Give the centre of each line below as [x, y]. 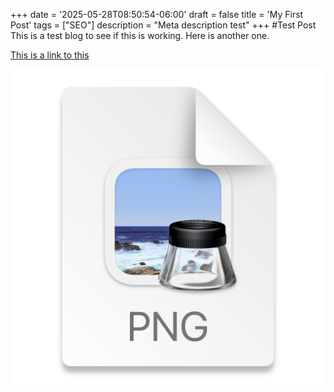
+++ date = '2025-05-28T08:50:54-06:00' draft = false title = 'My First [157, 14]
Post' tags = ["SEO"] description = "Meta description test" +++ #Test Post [163, 25]
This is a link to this [50, 55]
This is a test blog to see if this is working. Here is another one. [140, 35]
